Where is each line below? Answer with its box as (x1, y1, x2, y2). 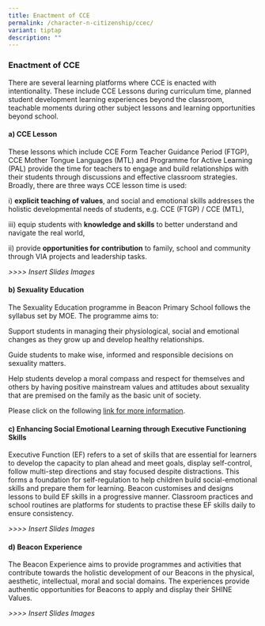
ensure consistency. (8, 509, 74, 519)
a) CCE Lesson (8, 130, 58, 139)
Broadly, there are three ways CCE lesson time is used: (8, 180, 187, 190)
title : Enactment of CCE (8, 11, 90, 20)
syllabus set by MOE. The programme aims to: (8, 311, 159, 320)
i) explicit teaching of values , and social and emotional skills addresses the (8, 195, 255, 206)
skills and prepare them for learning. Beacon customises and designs (8, 484, 234, 493)
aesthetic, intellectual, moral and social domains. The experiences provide (8, 576, 250, 586)
